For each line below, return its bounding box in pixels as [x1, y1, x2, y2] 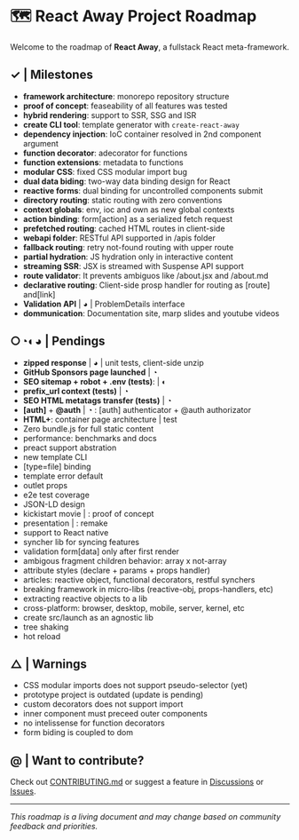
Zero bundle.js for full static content [22, 423, 154, 434]
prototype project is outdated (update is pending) [22, 689, 204, 701]
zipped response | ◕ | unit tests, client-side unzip [22, 357, 205, 368]
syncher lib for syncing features [22, 536, 140, 547]
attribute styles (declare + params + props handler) [22, 565, 211, 575]
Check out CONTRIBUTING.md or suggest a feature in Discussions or [10, 777, 264, 788]
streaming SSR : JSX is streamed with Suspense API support [22, 260, 245, 271]
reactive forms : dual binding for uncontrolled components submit [22, 185, 264, 195]
